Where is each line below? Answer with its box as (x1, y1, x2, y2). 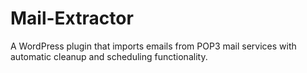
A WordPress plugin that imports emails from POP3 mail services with (10, 40, 297, 52)
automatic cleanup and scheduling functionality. (10, 50, 208, 62)
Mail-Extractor (10, 7, 134, 30)
